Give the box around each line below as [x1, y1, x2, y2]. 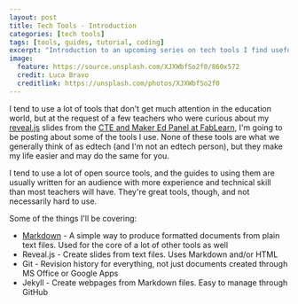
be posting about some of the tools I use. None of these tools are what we [9, 131, 280, 142]
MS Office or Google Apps [21, 268, 119, 278]
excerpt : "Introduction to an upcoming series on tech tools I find [9, 46, 268, 55]
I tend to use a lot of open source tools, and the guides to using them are [9, 168, 275, 178]
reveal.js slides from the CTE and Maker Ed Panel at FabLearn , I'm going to [9, 121, 283, 133]
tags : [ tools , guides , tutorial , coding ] [9, 37, 165, 47]
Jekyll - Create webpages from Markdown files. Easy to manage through [21, 277, 288, 288]
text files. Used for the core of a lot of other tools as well [21, 239, 229, 250]
